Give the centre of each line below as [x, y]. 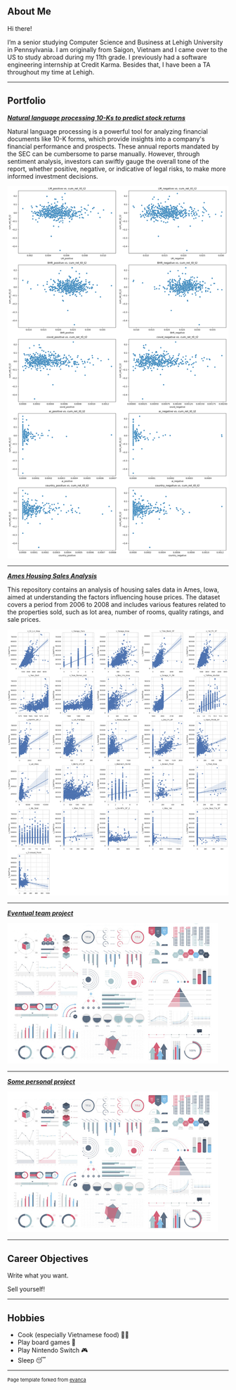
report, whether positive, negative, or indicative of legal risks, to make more [117, 169]
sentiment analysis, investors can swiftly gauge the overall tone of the [108, 161]
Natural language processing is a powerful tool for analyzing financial [108, 131]
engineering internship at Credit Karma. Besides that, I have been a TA [109, 64]
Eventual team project [40, 913]
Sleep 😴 [32, 1360]
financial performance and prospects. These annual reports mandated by [113, 146]
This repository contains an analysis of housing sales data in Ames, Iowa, [113, 589]
